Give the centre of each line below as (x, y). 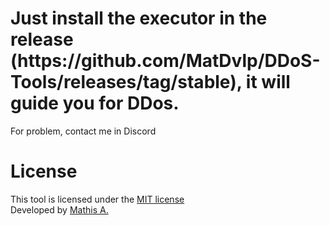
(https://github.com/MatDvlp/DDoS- (165, 61)
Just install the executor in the (139, 18)
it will (268, 82)
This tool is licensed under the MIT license (97, 199)
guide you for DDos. (95, 103)
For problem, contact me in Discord (83, 131)
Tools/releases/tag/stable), (126, 82)
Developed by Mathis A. (59, 209)
